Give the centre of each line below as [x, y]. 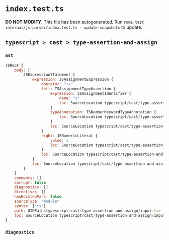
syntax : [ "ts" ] [30, 206]
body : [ [22, 70]
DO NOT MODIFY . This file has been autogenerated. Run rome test [75, 22]
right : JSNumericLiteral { [69, 136]
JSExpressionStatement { [49, 75]
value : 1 [59, 140]
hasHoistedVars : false [38, 197]
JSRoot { [14, 65]
